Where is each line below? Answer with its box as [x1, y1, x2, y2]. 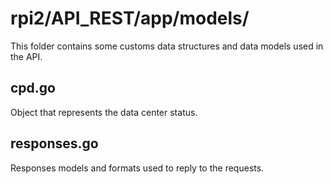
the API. [10, 50, 43, 62]
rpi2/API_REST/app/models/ [10, 7, 250, 30]
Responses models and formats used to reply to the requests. [10, 162, 265, 174]
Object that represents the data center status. [10, 106, 198, 118]
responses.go [10, 135, 99, 152]
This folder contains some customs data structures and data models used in [10, 40, 324, 52]
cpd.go [10, 80, 56, 97]
